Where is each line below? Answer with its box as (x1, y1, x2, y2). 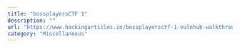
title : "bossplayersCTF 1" (7, 10, 88, 18)
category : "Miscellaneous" (7, 30, 88, 37)
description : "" (7, 17, 56, 24)
